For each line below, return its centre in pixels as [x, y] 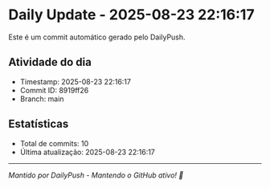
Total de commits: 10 [54, 143]
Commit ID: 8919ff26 [54, 90]
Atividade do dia [50, 62]
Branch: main [42, 99]
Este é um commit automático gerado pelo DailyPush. [97, 37]
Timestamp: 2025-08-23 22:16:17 [75, 81]
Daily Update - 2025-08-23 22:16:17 [131, 15]
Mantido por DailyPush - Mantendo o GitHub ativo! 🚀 [96, 175]
